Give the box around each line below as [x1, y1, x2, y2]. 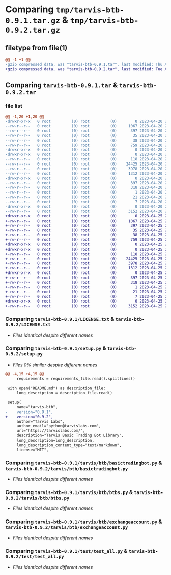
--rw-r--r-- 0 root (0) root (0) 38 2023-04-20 [5, 138, 163, 143]
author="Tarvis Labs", [16, 419, 65, 424]
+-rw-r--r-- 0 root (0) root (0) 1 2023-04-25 [5, 284, 163, 290]
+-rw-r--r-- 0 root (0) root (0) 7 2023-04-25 [5, 294, 163, 299]
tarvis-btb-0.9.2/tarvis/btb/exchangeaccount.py [5, 525, 128, 530]
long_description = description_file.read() [16, 391, 113, 396]
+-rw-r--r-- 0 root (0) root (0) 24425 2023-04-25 [5, 256, 163, 261]
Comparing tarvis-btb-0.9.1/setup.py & [5, 345, 106, 352]
